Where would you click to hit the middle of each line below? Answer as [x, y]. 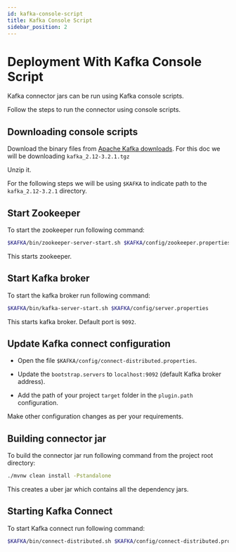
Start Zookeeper [44, 213]
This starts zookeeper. [40, 256]
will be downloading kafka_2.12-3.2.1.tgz [68, 156]
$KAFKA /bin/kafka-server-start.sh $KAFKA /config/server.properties [108, 308]
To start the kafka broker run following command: [79, 295]
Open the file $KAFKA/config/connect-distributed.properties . [107, 361]
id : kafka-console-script [45, 14]
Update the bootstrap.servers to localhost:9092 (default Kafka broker [119, 374]
